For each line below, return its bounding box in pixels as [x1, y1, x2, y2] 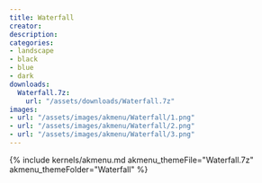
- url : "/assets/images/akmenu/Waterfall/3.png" [9, 130, 195, 139]
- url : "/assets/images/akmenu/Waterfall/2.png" [9, 122, 195, 131]
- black [9, 55, 39, 64]
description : [9, 30, 59, 39]
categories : [9, 38, 54, 48]
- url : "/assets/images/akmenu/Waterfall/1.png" [9, 113, 195, 122]
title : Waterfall [9, 13, 75, 22]
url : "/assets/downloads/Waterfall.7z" [25, 96, 176, 106]
